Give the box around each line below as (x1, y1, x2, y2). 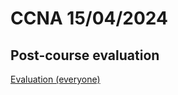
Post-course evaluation (10, 47, 160, 64)
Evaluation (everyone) (10, 73, 101, 85)
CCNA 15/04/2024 (10, 7, 168, 30)
